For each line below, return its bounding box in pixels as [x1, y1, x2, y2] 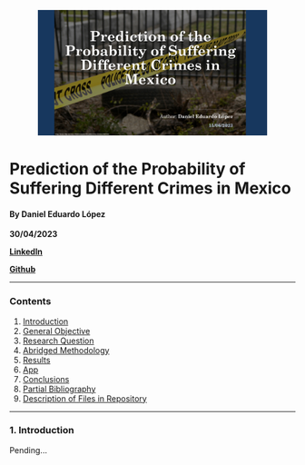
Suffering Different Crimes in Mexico [9, 178, 292, 199]
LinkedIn [9, 246, 44, 257]
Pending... [9, 444, 48, 455]
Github [9, 264, 36, 275]
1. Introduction [9, 424, 74, 437]
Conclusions [22, 373, 70, 384]
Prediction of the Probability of [9, 159, 246, 180]
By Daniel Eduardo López [9, 208, 106, 219]
